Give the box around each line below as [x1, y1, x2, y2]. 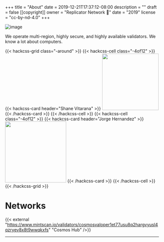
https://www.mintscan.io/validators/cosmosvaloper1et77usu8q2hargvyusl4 [7, 221, 158, 227]
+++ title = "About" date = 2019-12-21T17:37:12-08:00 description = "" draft [5, 4, 157, 10]
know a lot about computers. [5, 39, 63, 44]
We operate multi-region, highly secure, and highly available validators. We [5, 34, 156, 39]
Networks [5, 200, 46, 212]
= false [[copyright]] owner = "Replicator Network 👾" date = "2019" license [5, 9, 156, 15]
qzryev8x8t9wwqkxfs [5, 227, 49, 233]
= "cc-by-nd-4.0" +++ [5, 15, 50, 20]
